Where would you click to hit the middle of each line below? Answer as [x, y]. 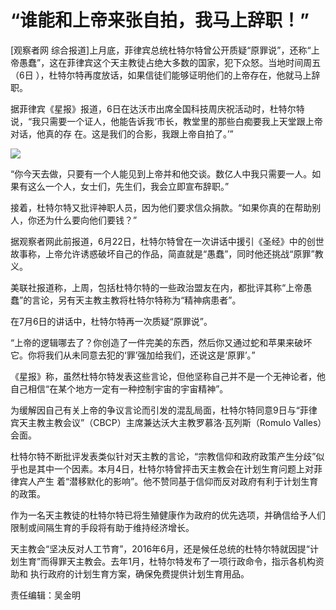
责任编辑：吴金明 [45, 595]
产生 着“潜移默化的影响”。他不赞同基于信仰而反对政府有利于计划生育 [177, 481]
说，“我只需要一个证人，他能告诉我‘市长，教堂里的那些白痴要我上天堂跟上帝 [166, 121]
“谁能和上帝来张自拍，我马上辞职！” [160, 20]
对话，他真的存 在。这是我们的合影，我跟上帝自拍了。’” [122, 133]
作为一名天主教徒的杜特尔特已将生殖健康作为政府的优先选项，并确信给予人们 [168, 515]
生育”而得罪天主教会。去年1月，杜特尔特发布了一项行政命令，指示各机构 [167, 561]
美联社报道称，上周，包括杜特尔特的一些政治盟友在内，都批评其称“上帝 [157, 287]
